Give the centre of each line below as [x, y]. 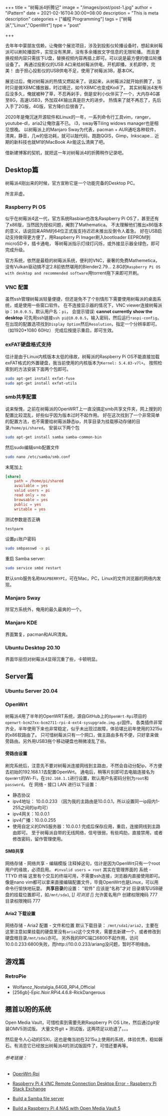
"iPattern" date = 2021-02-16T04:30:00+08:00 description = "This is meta [82, 13]
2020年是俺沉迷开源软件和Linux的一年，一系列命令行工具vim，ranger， [79, 117]
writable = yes [30, 509]
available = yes [31, 486]
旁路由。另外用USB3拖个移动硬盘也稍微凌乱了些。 [57, 741]
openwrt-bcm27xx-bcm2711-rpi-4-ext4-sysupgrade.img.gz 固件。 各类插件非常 [84, 722]
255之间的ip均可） [31, 807]
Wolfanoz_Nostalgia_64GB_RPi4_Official [54, 987]
